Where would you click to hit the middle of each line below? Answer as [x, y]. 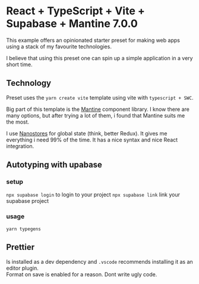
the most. [18, 122]
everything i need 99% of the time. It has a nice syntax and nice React [92, 140]
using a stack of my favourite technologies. [59, 47]
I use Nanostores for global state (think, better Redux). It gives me [87, 133]
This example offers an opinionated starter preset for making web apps [93, 40]
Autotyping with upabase [54, 165]
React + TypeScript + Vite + [76, 11]
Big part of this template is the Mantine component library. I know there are [98, 109]
